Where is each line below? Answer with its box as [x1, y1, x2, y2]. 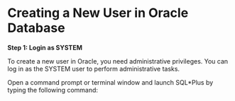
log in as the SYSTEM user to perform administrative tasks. [7, 64, 180, 73]
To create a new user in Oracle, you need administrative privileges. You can [7, 57, 229, 65]
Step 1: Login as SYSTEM [7, 43, 83, 52]
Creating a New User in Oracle [7, 5, 189, 21]
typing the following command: [7, 85, 98, 94]
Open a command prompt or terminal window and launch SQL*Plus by [7, 78, 214, 86]
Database [7, 20, 65, 36]
